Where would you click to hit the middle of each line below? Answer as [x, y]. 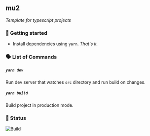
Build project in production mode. [39, 105]
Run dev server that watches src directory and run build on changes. [75, 82]
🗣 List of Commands [31, 57]
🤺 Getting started [26, 33]
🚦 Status [16, 118]
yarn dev [15, 70]
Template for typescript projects [38, 20]
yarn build [17, 93]
